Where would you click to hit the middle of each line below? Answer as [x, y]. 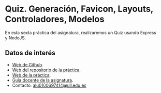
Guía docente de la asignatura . [43, 80]
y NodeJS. [15, 38]
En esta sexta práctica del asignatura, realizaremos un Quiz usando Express [80, 32]
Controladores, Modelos [55, 19]
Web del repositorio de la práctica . [46, 70]
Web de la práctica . [31, 75]
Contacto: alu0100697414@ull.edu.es [49, 85]
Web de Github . [28, 64]
